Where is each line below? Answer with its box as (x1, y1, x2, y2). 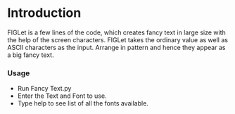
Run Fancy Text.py (17, 84, 72, 93)
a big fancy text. (7, 51, 54, 59)
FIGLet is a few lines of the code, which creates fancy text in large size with (7, 28, 227, 37)
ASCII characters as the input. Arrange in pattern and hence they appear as (7, 43, 226, 51)
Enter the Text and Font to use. (17, 91, 107, 100)
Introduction (7, 5, 82, 21)
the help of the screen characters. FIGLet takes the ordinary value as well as (7, 35, 229, 44)
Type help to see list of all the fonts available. (17, 99, 149, 108)
